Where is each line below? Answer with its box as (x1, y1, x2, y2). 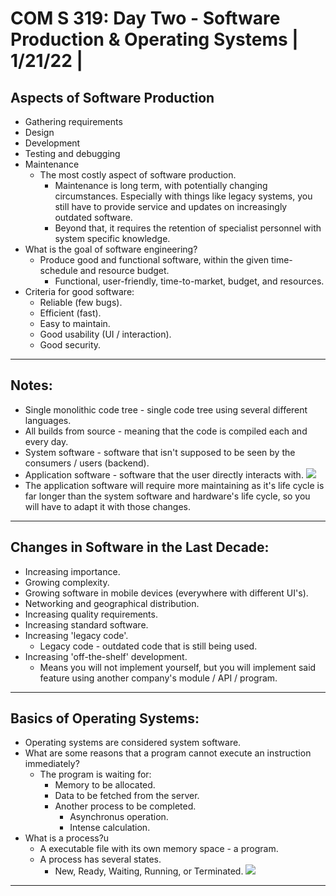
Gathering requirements (24, 116, 123, 127)
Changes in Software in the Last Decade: (10, 539, 270, 556)
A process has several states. (39, 853, 162, 866)
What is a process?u (24, 832, 110, 844)
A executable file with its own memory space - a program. (39, 843, 279, 855)
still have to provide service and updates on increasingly (54, 201, 288, 212)
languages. (24, 414, 72, 426)
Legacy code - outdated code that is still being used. (39, 640, 258, 652)
